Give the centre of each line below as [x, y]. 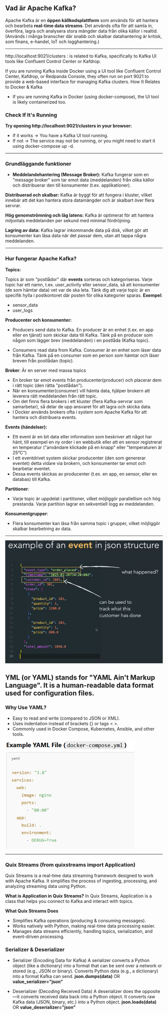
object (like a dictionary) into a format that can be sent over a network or [87, 966]
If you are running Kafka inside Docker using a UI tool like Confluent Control [83, 71]
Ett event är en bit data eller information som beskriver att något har [82, 436]
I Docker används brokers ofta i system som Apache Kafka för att [79, 412]
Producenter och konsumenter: [38, 320]
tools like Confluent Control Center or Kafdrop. [53, 61]
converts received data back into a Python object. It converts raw [88, 997]
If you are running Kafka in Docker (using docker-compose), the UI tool [85, 97]
